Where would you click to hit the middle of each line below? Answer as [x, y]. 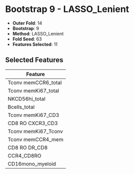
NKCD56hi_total [27, 98]
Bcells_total [21, 107]
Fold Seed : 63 [27, 39]
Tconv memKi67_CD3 [33, 115]
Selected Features [34, 60]
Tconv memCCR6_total [35, 82]
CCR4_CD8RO [25, 155]
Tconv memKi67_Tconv [35, 131]
